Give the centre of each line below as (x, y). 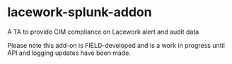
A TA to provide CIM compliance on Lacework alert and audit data (103, 32)
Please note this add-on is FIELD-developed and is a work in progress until (116, 45)
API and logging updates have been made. (69, 53)
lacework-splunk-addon (80, 12)
